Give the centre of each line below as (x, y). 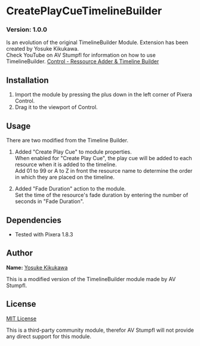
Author (19, 253)
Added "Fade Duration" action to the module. (70, 189)
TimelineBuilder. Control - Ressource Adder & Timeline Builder (83, 61)
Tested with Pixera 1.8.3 (44, 234)
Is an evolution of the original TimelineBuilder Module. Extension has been (97, 42)
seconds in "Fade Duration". (50, 201)
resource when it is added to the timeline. (66, 164)
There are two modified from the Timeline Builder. (67, 141)
